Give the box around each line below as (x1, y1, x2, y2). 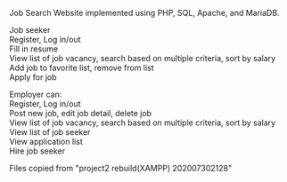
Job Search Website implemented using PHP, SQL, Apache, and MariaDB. (9, 8, 280, 18)
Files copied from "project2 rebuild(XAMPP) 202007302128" (9, 163, 233, 173)
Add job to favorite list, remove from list (9, 62, 154, 73)
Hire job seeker (9, 146, 65, 156)
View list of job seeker (9, 127, 91, 137)
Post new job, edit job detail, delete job (9, 108, 152, 118)
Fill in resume (9, 44, 59, 54)
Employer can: (9, 89, 62, 99)
